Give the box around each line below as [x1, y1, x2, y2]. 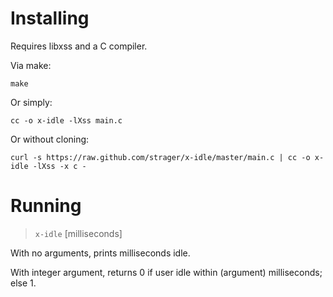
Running [10, 195, 82, 217]
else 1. [10, 277, 37, 289]
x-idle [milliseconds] [34, 227, 123, 239]
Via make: [10, 59, 52, 71]
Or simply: [10, 96, 53, 108]
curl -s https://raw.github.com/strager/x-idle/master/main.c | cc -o [10, 152, 311, 162]
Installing [10, 7, 90, 30]
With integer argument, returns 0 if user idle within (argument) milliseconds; [10, 266, 323, 278]
